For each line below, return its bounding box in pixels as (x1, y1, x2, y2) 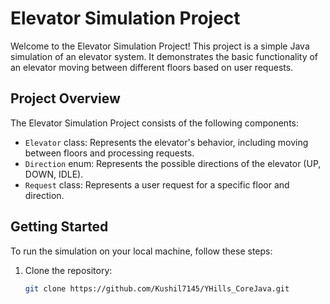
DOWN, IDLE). (24, 168, 84, 180)
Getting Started (10, 218, 109, 236)
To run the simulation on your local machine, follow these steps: (10, 245, 273, 257)
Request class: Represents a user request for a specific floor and (24, 178, 290, 191)
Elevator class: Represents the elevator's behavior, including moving (24, 136, 309, 148)
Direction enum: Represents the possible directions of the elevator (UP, (24, 157, 322, 169)
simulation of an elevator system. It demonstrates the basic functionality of (10, 50, 319, 62)
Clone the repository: (24, 264, 113, 276)
